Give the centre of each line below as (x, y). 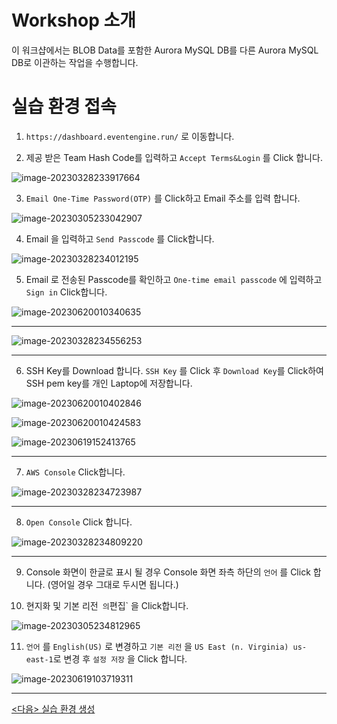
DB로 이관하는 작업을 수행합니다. (75, 62)
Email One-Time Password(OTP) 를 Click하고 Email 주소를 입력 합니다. (163, 198)
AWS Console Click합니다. (75, 472)
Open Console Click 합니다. (79, 522)
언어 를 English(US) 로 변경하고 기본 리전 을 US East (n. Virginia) (157, 646)
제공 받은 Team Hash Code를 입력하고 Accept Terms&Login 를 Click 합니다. (174, 157)
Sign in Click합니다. (66, 292)
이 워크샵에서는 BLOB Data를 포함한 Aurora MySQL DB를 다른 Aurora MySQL (165, 50)
